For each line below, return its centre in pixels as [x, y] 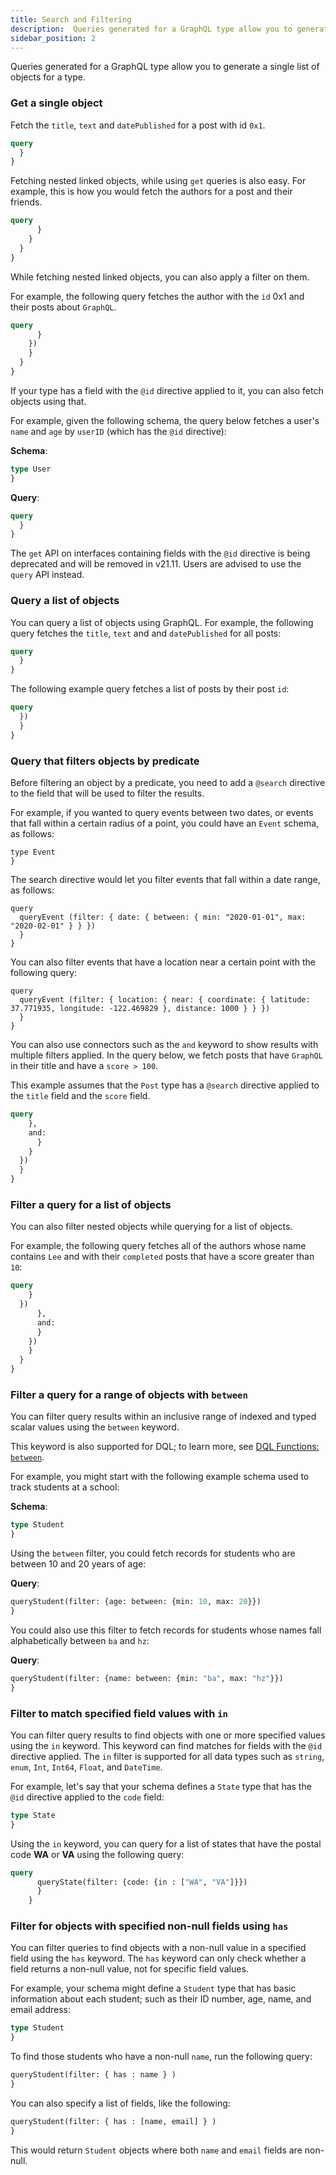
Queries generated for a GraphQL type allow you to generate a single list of [165, 67]
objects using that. [48, 401]
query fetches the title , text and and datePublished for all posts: [146, 633]
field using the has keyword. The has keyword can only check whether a [158, 1958]
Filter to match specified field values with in [119, 1713]
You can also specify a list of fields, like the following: [120, 2103]
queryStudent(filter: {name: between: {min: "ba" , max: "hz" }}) [147, 1678]
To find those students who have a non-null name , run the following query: [161, 2057]
